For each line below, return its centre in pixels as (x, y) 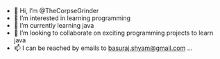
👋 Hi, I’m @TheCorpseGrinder (56, 11)
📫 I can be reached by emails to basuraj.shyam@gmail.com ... (103, 48)
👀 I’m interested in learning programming (72, 18)
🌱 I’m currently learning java (54, 25)
